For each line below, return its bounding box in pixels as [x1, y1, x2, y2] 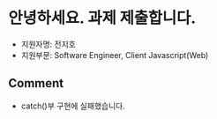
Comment [8, 76, 64, 91]
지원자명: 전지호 [20, 39, 76, 49]
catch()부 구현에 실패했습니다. [20, 100, 125, 111]
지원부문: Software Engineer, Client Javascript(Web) [20, 49, 209, 60]
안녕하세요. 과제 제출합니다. [8, 8, 197, 28]
